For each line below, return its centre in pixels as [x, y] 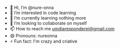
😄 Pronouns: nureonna [33, 36]
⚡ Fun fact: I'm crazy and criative [44, 41]
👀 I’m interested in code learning [43, 13]
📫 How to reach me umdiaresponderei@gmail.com [62, 29]
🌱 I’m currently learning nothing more [48, 18]
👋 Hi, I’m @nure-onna [32, 8]
